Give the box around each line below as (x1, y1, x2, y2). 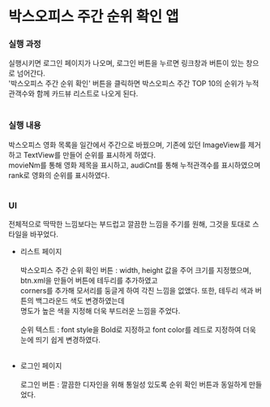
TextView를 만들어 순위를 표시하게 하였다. (23, 149, 156, 159)
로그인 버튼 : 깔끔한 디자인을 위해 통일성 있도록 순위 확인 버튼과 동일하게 (19, 379, 247, 390)
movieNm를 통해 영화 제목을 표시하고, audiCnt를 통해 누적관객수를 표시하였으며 (8, 160, 261, 170)
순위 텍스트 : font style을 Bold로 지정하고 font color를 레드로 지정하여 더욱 (19, 325, 257, 335)
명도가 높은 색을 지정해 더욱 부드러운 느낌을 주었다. (19, 306, 181, 316)
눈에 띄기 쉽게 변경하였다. (19, 335, 101, 345)
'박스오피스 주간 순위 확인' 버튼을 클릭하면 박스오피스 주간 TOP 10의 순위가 (8, 79, 245, 89)
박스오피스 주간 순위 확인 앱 (8, 7, 179, 26)
